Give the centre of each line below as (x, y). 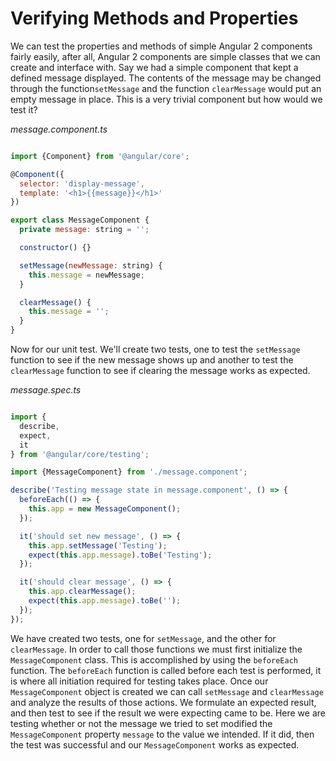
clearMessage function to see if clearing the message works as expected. (160, 371)
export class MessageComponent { (80, 220)
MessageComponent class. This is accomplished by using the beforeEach (154, 659)
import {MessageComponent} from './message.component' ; (129, 472)
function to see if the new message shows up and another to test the (152, 360)
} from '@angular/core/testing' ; (80, 454)
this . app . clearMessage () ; (82, 592)
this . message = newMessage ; (86, 275)
